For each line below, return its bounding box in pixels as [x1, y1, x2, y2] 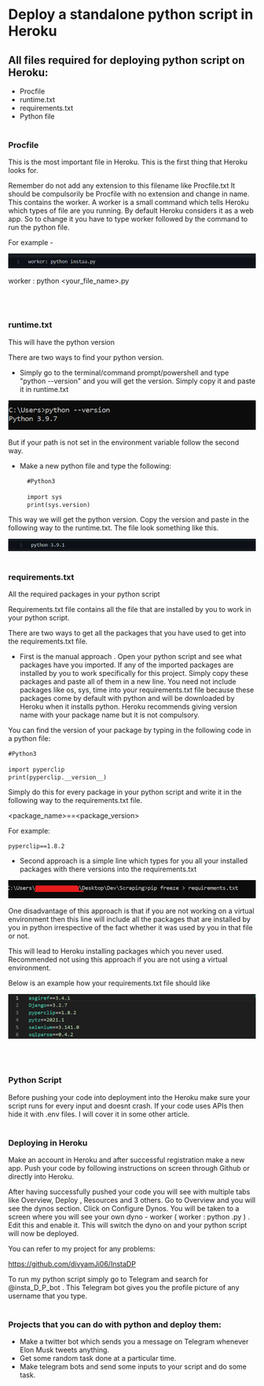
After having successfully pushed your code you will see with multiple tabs [8, 1187, 251, 1197]
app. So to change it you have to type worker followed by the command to [8, 214, 248, 224]
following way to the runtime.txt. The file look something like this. [8, 523, 219, 533]
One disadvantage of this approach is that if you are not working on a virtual [8, 906, 255, 916]
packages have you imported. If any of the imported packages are [19, 660, 234, 669]
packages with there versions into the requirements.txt [19, 864, 197, 874]
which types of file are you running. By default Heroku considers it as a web [8, 206, 254, 215]
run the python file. [8, 222, 70, 233]
